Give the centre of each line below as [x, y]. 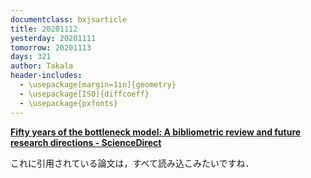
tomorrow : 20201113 [51, 47]
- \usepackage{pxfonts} [68, 103]
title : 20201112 [44, 29]
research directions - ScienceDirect [86, 142]
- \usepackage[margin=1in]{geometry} [98, 85]
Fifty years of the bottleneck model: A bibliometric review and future [156, 132]
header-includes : [46, 76]
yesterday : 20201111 [53, 38]
